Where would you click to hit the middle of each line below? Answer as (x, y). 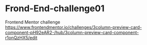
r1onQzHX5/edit (21, 38)
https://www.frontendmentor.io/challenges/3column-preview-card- (73, 27)
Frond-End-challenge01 (55, 9)
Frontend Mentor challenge (33, 22)
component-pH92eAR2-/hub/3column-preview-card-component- (72, 32)
